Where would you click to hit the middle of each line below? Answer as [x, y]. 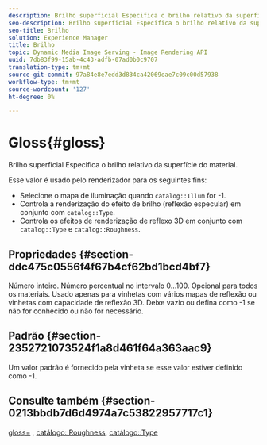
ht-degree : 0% [32, 97]
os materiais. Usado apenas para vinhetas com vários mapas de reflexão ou [132, 294]
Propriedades [43, 254]
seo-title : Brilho [39, 30]
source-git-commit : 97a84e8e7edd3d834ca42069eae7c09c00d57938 [113, 75]
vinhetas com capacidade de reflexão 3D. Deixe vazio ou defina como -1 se [132, 303]
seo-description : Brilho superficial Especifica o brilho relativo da [128, 23]
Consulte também [54, 401]
